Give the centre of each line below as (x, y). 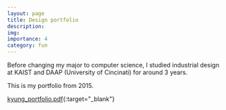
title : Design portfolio (43, 20)
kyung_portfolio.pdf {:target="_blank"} (61, 99)
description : (26, 26)
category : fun (28, 45)
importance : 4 (28, 39)
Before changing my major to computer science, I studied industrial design (113, 65)
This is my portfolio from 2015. (50, 86)
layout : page (26, 13)
